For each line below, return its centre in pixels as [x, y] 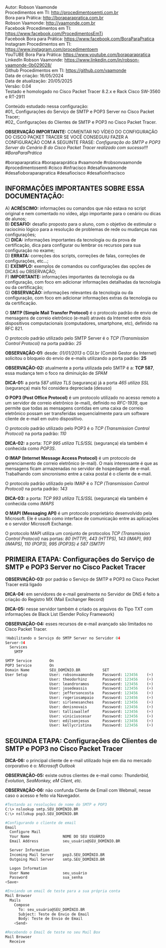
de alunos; [16, 219]
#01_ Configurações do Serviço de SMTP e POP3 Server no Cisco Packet [80, 112]
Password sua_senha [46, 878]
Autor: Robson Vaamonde [31, 7]
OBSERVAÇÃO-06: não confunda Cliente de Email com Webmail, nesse [78, 790]
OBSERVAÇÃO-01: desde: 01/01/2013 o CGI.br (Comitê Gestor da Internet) [81, 353]
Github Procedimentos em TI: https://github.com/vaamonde [66, 70]
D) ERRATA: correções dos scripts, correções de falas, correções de [75, 255]
